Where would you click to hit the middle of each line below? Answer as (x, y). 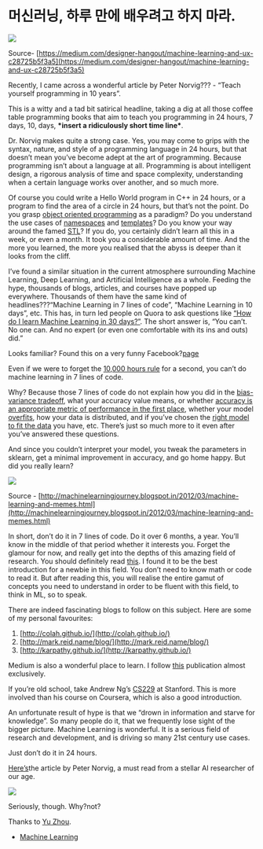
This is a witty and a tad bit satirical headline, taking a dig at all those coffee (131, 108)
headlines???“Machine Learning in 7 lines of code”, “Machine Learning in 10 (130, 304)
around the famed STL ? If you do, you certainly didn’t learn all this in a (122, 231)
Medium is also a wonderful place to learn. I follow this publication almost (127, 665)
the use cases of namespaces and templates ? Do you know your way (121, 222)
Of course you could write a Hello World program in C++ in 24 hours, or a (127, 197)
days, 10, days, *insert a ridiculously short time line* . (96, 125)
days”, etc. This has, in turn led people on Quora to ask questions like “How (130, 313)
